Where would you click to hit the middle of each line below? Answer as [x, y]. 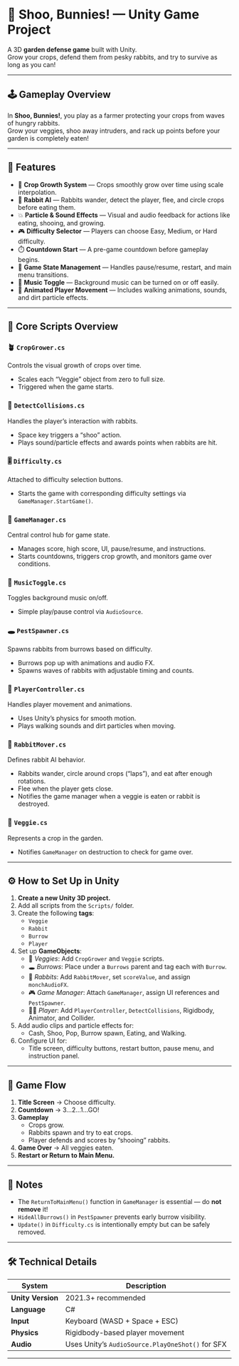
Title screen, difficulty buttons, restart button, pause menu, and [121, 1048]
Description [146, 1285]
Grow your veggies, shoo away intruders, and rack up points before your [114, 131]
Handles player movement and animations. [70, 704]
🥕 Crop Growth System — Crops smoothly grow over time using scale [121, 184]
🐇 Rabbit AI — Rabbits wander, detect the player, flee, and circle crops [121, 200]
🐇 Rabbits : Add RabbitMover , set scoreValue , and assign [109, 977]
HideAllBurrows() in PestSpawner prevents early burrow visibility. [112, 1217]
